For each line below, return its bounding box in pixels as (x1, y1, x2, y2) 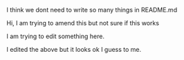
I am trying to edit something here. (6, 32, 105, 40)
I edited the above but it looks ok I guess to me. (6, 46, 142, 53)
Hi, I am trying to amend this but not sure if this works (6, 19, 160, 27)
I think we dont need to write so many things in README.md (6, 6, 178, 14)
